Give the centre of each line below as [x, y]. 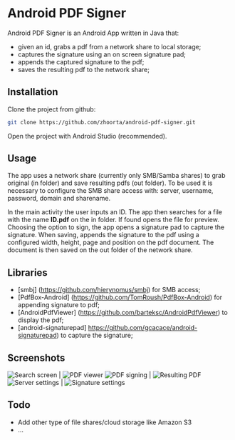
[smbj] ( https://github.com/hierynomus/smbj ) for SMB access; [109, 290]
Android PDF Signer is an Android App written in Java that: [93, 33]
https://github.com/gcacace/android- [143, 328]
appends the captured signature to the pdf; [81, 61]
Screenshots [36, 357]
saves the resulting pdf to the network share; [83, 69]
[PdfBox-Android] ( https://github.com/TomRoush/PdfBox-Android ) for [120, 297]
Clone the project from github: [52, 109]
